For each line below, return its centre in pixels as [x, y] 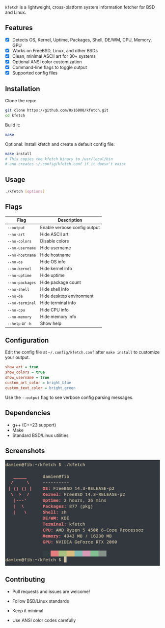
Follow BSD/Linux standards [41, 601]
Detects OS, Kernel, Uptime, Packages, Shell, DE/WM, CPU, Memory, [82, 39]
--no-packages [22, 283]
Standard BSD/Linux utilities [40, 435]
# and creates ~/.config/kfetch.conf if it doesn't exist [66, 164]
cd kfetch [15, 116]
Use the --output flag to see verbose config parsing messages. [69, 397]
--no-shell [18, 289]
